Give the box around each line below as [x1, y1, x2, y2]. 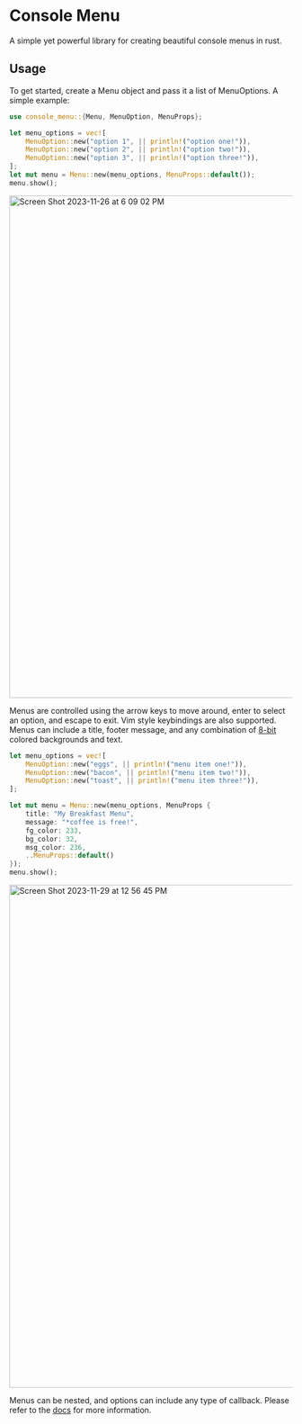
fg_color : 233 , [25, 825, 83, 835]
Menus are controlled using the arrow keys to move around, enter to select [9, 705, 286, 716]
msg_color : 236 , [25, 843, 87, 852]
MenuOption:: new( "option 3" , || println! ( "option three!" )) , [25, 154, 259, 163]
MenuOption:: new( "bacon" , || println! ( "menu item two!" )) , [25, 768, 252, 777]
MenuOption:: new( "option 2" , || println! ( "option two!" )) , [25, 145, 252, 154]
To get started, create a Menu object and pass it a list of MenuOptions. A [9, 85, 279, 95]
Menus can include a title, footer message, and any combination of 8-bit [9, 724, 277, 735]
